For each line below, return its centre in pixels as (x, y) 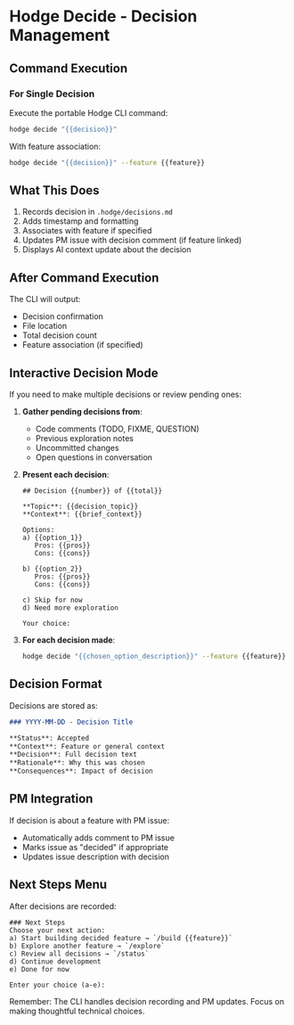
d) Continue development (55, 961)
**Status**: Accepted (49, 738)
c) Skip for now (52, 600)
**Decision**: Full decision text (73, 755)
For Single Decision (52, 94)
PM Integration (51, 799)
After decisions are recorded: (63, 906)
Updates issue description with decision (95, 857)
